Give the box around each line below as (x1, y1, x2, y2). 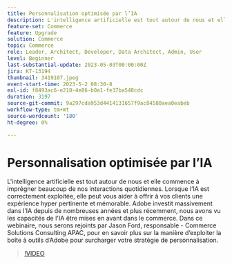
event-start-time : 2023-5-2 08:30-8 (7, 81, 113, 88)
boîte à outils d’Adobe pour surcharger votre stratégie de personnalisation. (7, 236, 219, 245)
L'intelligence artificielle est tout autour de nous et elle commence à (7, 177, 200, 186)
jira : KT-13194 (7, 68, 51, 74)
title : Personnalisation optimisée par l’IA (7, 10, 137, 17)
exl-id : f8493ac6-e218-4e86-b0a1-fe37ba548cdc (7, 87, 144, 94)
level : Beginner (7, 55, 54, 62)
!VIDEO (23, 250, 45, 258)
